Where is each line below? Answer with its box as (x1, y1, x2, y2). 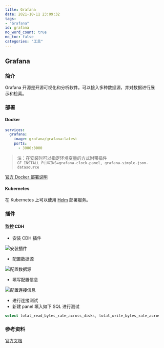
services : (5, 128, 25, 132)
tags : (5, 16, 16, 21)
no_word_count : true (5, 30, 47, 35)
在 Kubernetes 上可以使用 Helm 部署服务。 (5, 197, 91, 203)
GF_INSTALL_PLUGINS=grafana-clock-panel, (17, 160, 102, 165)
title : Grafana (5, 7, 36, 12)
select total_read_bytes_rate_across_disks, (5, 313, 97, 318)
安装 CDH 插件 (12, 235, 41, 241)
